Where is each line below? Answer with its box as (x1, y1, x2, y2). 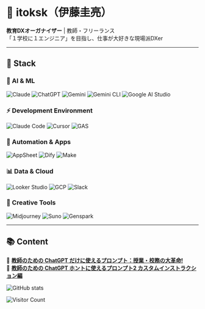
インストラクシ (159, 264, 197, 272)
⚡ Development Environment (6, 106, 93, 115)
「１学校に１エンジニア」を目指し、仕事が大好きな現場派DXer (6, 34, 164, 42)
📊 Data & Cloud (6, 167, 54, 176)
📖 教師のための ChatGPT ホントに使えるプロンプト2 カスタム (6, 264, 160, 272)
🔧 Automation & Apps (6, 137, 71, 146)
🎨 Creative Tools (6, 198, 56, 207)
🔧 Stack (6, 59, 37, 69)
